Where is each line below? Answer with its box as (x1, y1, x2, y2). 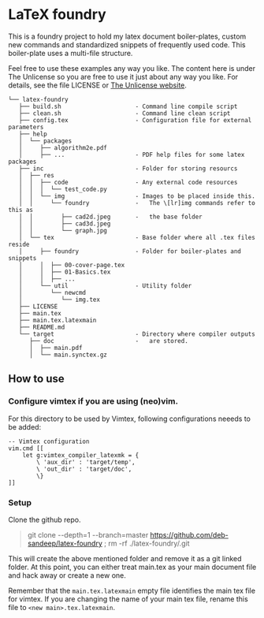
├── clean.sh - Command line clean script (18, 109, 231, 117)
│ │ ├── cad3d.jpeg (18, 219, 111, 228)
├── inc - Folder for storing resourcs (18, 164, 238, 173)
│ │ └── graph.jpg (18, 226, 108, 234)
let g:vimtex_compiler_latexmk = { (22, 451, 139, 459)
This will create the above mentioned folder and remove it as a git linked (8, 553, 242, 563)
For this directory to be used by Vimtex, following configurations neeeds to (8, 414, 251, 423)
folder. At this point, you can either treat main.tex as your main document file (8, 562, 257, 571)
